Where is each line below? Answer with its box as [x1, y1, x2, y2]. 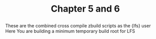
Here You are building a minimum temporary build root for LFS [5, 28, 136, 34]
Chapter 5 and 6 [50, 3, 120, 15]
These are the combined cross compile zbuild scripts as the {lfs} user [5, 23, 151, 29]
